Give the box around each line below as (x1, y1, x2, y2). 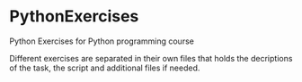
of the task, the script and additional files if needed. (9, 62, 200, 73)
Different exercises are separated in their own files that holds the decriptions (9, 53, 293, 63)
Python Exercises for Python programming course (9, 36, 195, 46)
